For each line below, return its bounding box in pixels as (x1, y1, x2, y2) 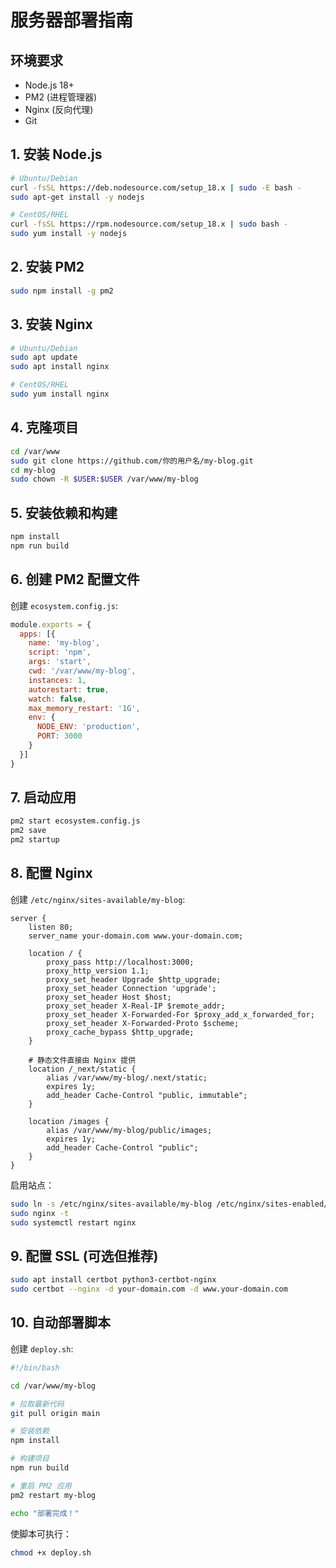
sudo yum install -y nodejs (10, 229, 128, 239)
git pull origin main (10, 1408, 101, 1418)
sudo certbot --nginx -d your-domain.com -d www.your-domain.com (10, 1284, 288, 1295)
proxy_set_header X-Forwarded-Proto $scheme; (46, 1018, 240, 1028)
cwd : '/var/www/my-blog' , (28, 666, 137, 676)
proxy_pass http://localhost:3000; (46, 957, 195, 967)
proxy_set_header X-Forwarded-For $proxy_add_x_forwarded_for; (46, 1009, 315, 1020)
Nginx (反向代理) (24, 104, 94, 115)
